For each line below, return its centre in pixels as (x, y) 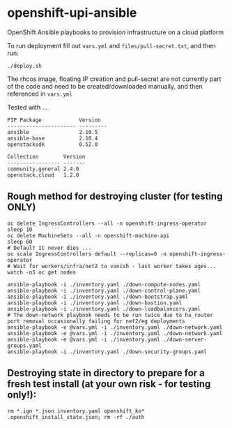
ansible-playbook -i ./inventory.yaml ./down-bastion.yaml (95, 303)
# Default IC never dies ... (49, 248)
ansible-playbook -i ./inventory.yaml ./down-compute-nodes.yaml (104, 284)
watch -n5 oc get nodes (42, 272)
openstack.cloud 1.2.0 (43, 175)
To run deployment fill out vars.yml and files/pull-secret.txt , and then (111, 45)
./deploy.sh (24, 66)
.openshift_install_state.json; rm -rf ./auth (76, 417)
